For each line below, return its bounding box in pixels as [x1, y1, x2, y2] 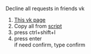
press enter [14, 35, 42, 42]
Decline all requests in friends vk [5, 5, 85, 12]
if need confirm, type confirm [14, 41, 86, 48]
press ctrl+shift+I [14, 29, 56, 36]
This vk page [14, 16, 46, 23]
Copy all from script [14, 23, 62, 29]
